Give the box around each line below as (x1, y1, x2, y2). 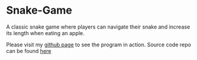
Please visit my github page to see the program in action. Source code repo (6, 41, 192, 48)
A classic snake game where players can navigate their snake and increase (6, 23, 190, 30)
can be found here (6, 47, 52, 54)
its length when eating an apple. (6, 29, 85, 36)
